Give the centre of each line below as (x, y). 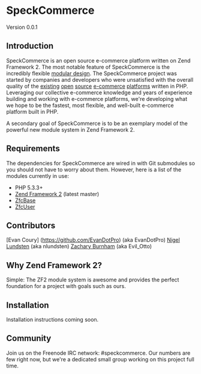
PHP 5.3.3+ (29, 188)
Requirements (33, 149)
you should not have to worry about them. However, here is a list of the (94, 170)
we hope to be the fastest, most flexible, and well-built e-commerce (90, 105)
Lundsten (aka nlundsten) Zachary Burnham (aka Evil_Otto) (79, 247)
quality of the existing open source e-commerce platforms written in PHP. (97, 86)
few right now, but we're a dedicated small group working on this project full (100, 359)
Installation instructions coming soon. (52, 320)
